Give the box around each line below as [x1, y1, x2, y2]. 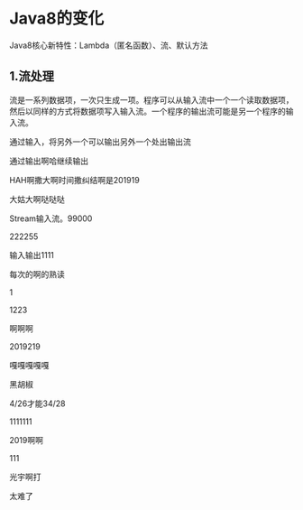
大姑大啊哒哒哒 [9, 193, 65, 204]
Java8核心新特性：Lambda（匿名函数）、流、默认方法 [9, 40, 209, 51]
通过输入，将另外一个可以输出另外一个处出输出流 [9, 136, 191, 147]
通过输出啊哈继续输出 [9, 155, 88, 166]
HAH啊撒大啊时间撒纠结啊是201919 [9, 174, 140, 185]
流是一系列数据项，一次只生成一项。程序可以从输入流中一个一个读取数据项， [9, 94, 294, 105]
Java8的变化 [9, 8, 105, 29]
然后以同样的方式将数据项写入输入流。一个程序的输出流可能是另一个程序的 [9, 106, 286, 116]
